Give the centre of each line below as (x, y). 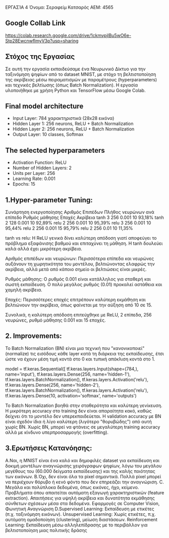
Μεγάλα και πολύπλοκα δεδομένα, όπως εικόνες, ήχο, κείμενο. (72, 487)
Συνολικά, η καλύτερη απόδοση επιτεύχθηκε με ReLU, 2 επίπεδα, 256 (78, 315)
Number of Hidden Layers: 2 (42, 168)
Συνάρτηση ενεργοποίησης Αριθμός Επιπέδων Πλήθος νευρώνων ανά (80, 212)
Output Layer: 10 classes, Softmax (48, 134)
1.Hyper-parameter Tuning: (49, 200)
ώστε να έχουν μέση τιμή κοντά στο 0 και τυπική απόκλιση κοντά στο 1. (80, 359)
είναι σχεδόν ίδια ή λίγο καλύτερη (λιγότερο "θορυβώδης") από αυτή (79, 421)
